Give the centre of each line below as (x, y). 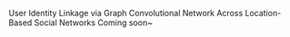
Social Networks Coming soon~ (94, 23)
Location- (263, 13)
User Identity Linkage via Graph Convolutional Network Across (126, 13)
